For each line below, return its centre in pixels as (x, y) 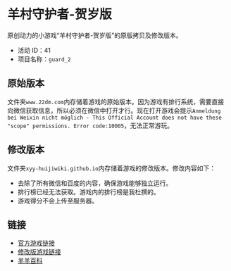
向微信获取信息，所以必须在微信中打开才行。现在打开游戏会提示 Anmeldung (114, 111)
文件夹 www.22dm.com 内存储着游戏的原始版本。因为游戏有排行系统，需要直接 (115, 101)
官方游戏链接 (36, 243)
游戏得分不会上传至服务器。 (58, 201)
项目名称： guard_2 (44, 59)
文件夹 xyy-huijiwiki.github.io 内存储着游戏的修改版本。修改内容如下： (112, 168)
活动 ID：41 (34, 50)
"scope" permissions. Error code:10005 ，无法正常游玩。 (90, 125)
